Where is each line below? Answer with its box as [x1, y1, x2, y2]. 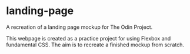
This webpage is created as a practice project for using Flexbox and [6, 35, 171, 42]
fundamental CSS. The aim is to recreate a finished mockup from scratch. [6, 41, 184, 48]
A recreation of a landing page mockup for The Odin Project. [6, 23, 153, 31]
